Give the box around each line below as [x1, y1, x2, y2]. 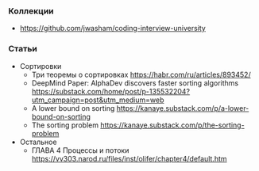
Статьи [8, 44, 38, 55]
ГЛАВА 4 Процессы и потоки [31, 145, 129, 155]
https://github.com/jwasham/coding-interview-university [19, 24, 207, 33]
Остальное [19, 137, 57, 146]
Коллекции [8, 6, 54, 17]
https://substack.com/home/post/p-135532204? [31, 86, 191, 96]
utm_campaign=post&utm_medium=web [31, 95, 164, 104]
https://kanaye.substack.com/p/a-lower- [116, 103, 249, 112]
